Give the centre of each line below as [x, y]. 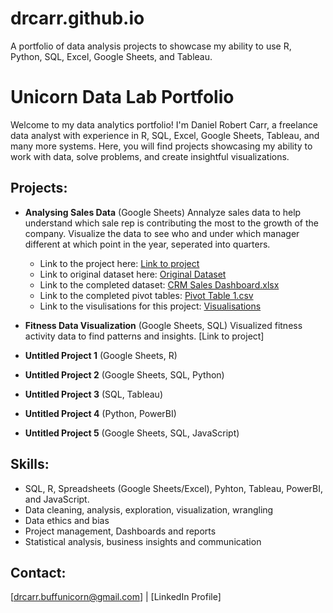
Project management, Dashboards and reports [120, 531]
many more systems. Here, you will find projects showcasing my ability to [161, 146]
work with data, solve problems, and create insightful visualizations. [150, 156]
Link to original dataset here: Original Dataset [133, 274]
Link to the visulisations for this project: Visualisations [150, 306]
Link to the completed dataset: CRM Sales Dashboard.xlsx [159, 284]
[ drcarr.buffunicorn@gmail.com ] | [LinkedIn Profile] [116, 597]
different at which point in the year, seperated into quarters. [147, 244]
